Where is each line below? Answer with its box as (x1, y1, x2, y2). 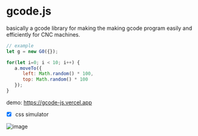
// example (6, 43, 34, 49)
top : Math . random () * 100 (22, 76, 88, 83)
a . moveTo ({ (14, 65, 43, 71)
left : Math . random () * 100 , (22, 71, 94, 77)
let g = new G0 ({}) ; (6, 48, 59, 54)
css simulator (15, 110, 49, 118)
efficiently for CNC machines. (6, 30, 80, 38)
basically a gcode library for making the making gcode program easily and (6, 24, 193, 32)
